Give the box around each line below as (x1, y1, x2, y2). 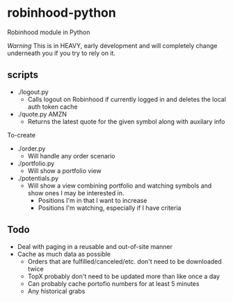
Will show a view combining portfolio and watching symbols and (27, 181, 212, 190)
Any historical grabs (27, 287, 86, 295)
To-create (7, 130, 36, 139)
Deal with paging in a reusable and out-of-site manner (17, 242, 172, 250)
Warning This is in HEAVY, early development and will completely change (7, 41, 218, 50)
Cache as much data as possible (17, 250, 111, 258)
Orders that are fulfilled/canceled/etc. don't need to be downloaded (27, 257, 223, 266)
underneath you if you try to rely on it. (7, 49, 116, 57)
